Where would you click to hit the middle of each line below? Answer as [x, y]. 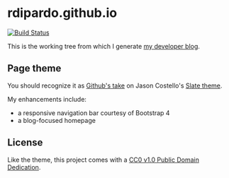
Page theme [34, 69]
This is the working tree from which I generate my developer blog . [104, 46]
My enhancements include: [47, 99]
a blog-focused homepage [56, 120]
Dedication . [24, 167]
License [25, 143]
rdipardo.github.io [62, 13]
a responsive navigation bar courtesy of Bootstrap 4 [94, 113]
